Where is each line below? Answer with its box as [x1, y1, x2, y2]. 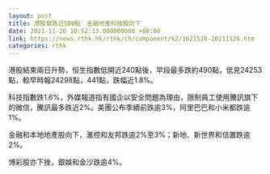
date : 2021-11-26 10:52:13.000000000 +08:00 [8, 27, 161, 35]
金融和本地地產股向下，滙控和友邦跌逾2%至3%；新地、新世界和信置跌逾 [8, 130, 251, 140]
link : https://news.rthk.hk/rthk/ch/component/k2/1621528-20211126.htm [8, 34, 255, 43]
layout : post [8, 11, 53, 20]
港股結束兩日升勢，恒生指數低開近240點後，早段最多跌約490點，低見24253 [8, 66, 263, 75]
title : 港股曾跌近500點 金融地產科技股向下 [8, 19, 141, 28]
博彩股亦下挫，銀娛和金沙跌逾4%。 [8, 157, 127, 167]
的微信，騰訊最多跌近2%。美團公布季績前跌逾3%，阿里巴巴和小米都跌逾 [8, 103, 251, 112]
